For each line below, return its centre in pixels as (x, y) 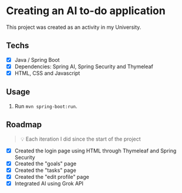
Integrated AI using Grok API (49, 183)
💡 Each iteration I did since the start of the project (80, 139)
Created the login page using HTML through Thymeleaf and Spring (95, 151)
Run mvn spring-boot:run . (46, 106)
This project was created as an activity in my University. (74, 27)
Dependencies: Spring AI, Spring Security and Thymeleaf (84, 66)
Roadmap (24, 125)
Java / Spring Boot (37, 59)
